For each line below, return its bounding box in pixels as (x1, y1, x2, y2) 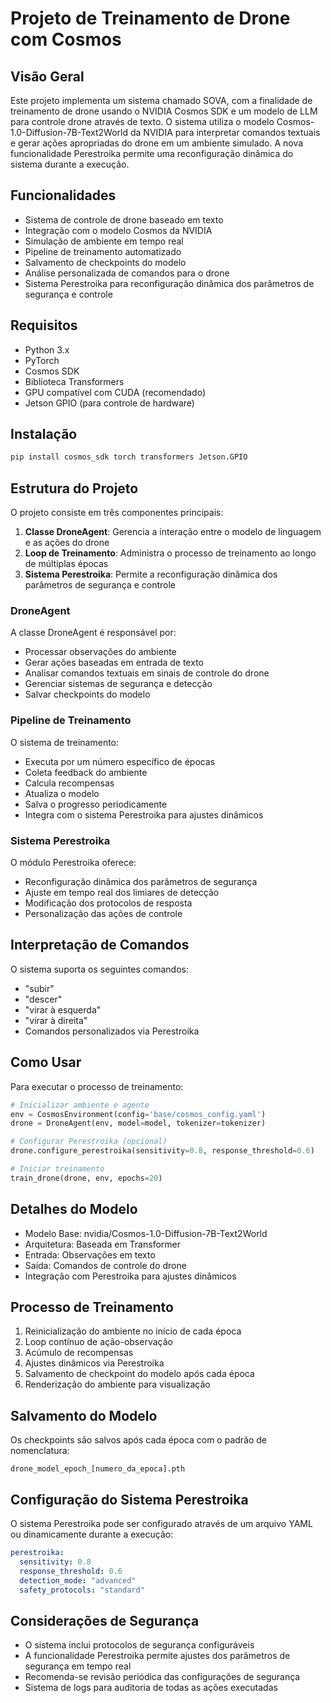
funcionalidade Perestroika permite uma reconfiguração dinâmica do (10, 148, 294, 159)
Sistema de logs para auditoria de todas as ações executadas (24, 1682, 278, 1694)
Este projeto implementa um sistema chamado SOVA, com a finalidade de (10, 95, 313, 106)
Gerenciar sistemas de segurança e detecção (24, 678, 213, 690)
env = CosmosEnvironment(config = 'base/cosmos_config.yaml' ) (10, 1109, 267, 1119)
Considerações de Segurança (10, 1612, 200, 1629)
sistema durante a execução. (10, 158, 130, 170)
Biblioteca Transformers (24, 375, 125, 387)
